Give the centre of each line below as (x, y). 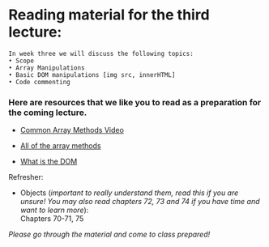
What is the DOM (49, 162)
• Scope (21, 61)
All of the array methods (60, 146)
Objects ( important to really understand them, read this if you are (129, 193)
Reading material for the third (109, 15)
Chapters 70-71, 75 (52, 219)
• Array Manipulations (47, 68)
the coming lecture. (48, 113)
